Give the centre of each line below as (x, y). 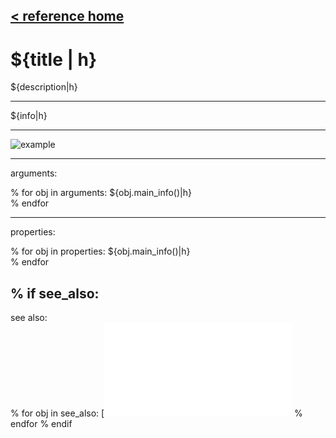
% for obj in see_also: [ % (156, 413)
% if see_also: (55, 293)
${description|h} (44, 87)
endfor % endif (41, 424)
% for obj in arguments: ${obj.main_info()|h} (101, 193)
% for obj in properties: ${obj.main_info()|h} (100, 251)
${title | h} (54, 59)
